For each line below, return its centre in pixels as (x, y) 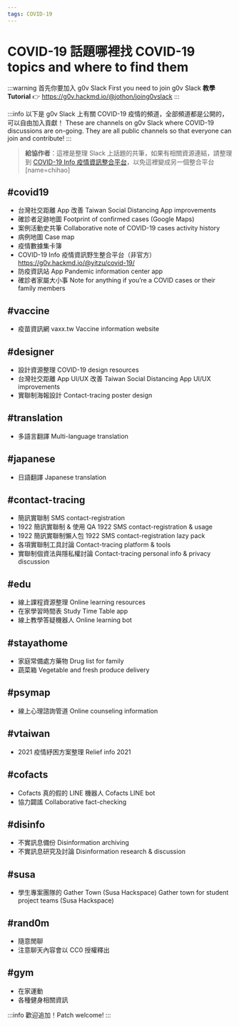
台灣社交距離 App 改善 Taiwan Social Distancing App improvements (117, 210)
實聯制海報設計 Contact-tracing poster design (85, 395)
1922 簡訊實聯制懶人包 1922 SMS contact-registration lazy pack (111, 536)
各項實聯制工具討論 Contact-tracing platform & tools (94, 545)
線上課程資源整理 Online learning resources (82, 602)
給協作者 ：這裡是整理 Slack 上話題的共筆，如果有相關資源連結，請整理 (128, 153)
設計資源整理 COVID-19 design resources (78, 370)
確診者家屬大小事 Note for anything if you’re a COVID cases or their (116, 280)
